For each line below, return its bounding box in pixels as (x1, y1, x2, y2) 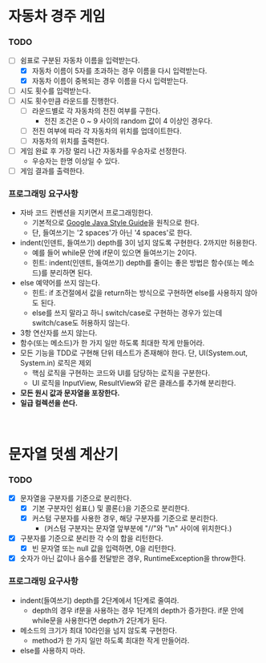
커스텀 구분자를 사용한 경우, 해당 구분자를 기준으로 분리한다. (31, 514, 219, 524)
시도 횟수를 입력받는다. (19, 86, 91, 95)
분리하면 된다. (49, 268, 93, 277)
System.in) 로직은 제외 (19, 358, 92, 368)
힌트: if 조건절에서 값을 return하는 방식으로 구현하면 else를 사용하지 (31, 288, 243, 297)
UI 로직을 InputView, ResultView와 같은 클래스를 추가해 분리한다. (31, 378, 236, 388)
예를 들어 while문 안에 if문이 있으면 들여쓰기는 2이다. (31, 248, 197, 257)
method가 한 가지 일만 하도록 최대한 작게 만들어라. (31, 635, 190, 645)
